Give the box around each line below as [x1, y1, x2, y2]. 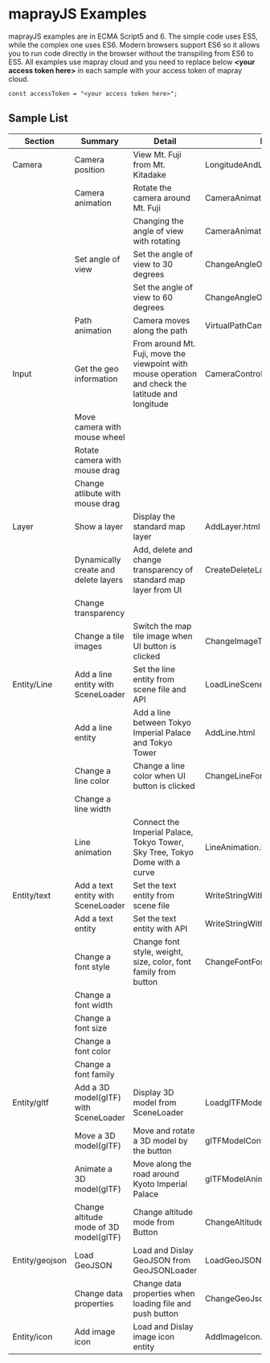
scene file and [133, 684, 186, 695]
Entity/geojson [12, 1254, 67, 1266]
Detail [153, 135, 177, 146]
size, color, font [133, 956, 191, 967]
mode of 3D [74, 1221, 120, 1233]
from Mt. [133, 158, 166, 170]
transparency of [133, 564, 194, 575]
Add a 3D [74, 1082, 110, 1093]
